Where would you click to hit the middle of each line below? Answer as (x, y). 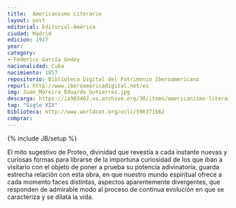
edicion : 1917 (28, 40)
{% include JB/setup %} (42, 138)
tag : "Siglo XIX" (33, 105)
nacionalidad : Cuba (36, 66)
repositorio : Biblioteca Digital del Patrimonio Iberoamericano (103, 79)
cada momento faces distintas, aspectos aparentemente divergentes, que (114, 182)
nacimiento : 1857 (33, 72)
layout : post (26, 20)
